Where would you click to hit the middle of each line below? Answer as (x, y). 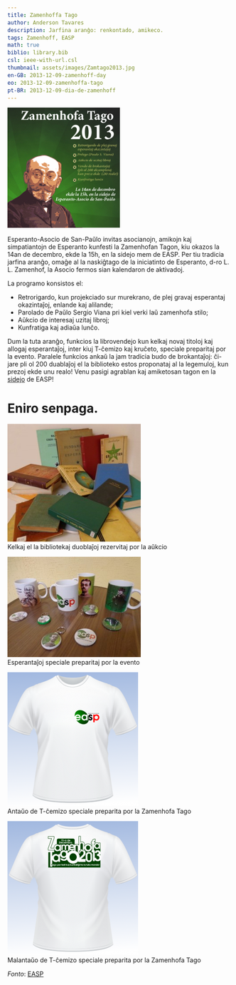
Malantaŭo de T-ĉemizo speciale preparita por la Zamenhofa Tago (104, 960)
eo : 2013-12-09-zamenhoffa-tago (55, 83)
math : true (23, 45)
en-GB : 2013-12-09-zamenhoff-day (57, 75)
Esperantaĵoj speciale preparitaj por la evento (74, 663)
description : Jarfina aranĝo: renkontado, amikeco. (85, 30)
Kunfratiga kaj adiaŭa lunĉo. (58, 327)
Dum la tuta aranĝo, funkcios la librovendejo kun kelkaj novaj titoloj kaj (110, 342)
